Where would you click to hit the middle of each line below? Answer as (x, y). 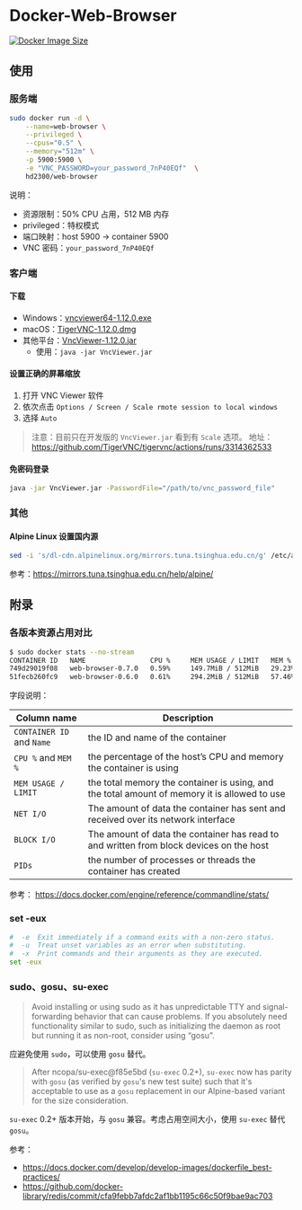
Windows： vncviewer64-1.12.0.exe (87, 318)
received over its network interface (161, 820)
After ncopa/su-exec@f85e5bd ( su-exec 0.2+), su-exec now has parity (161, 1072)
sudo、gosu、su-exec (59, 986)
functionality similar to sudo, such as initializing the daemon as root (156, 1026)
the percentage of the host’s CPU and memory (186, 757)
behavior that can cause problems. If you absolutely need (181, 1017)
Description (188, 718)
